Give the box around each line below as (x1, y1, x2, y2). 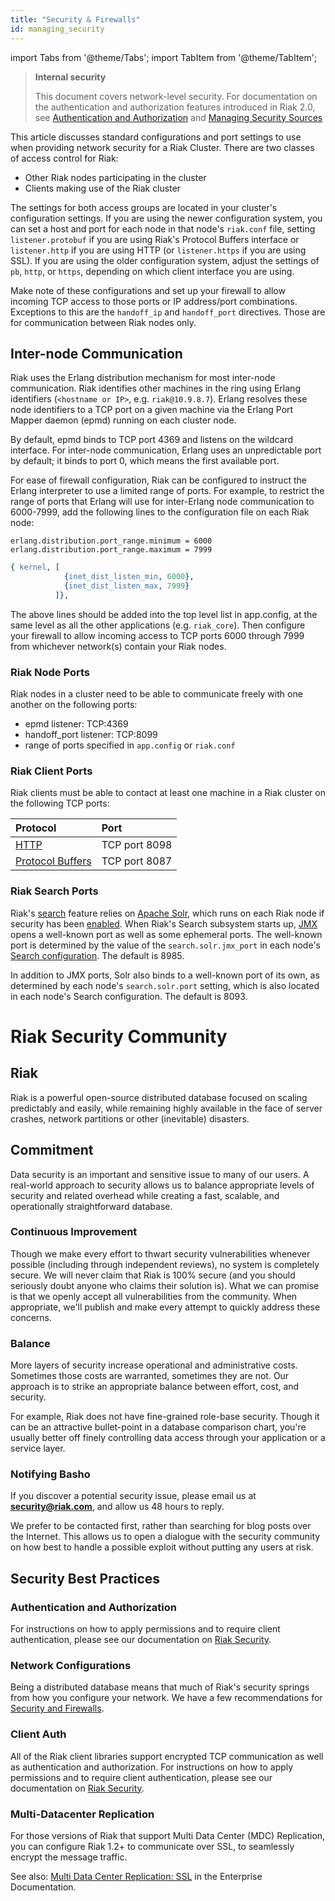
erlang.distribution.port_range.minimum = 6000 (10, 536, 213, 546)
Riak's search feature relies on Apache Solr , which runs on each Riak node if (10, 907, 325, 919)
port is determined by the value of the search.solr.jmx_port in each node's (10, 939, 321, 951)
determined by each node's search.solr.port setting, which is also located (10, 979, 320, 991)
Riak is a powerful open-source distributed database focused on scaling (10, 1091, 308, 1103)
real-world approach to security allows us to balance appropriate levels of (10, 1179, 315, 1191)
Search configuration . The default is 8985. (10, 949, 185, 961)
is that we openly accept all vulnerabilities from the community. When (10, 1290, 298, 1302)
